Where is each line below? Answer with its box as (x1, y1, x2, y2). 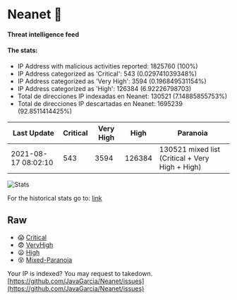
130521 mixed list (159, 144, 221, 154)
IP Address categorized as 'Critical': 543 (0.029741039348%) (17, 69, 197, 78)
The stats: (7, 46, 38, 55)
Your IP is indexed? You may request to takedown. (7, 269, 153, 277)
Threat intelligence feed (7, 30, 80, 38)
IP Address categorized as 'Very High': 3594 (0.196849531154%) (17, 77, 207, 85)
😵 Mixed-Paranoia (17, 256, 73, 264)
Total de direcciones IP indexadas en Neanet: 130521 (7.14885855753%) (17, 92, 228, 100)
